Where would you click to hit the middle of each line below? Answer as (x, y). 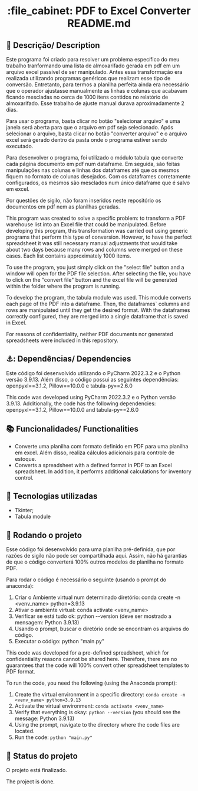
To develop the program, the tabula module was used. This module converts (99, 297)
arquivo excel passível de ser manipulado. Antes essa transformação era (94, 72)
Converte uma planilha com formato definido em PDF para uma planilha (101, 446)
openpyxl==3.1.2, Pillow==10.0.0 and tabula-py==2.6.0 (72, 409)
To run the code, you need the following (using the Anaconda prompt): (92, 683)
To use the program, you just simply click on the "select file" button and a (95, 267)
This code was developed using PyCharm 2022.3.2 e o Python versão (91, 397)
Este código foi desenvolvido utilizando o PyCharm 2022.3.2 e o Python (93, 373)
